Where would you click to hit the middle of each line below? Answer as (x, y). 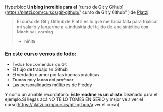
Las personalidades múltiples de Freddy (52, 85)
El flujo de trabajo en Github (40, 69)
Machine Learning (35, 32)
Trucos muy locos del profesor (43, 80)
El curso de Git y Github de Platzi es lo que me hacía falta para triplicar (87, 22)
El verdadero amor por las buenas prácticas (56, 75)
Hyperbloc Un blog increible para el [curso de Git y (57, 7)
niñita (30, 41)
